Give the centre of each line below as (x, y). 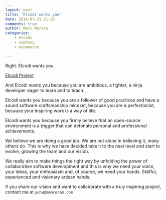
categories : (18, 33)
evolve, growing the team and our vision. (47, 151)
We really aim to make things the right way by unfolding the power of (76, 161)
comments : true (21, 24)
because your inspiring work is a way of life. (51, 110)
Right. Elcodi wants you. (30, 65)
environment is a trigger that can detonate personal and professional (76, 125)
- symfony (25, 42)
